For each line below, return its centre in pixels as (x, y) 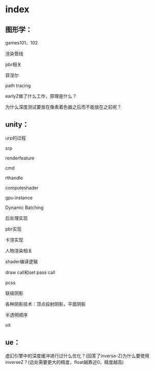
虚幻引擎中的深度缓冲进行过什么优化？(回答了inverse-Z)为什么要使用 (77, 356)
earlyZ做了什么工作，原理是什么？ (41, 96)
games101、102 (22, 43)
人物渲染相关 (19, 250)
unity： (17, 124)
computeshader (22, 188)
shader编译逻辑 (22, 261)
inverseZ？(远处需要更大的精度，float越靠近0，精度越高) (65, 362)
